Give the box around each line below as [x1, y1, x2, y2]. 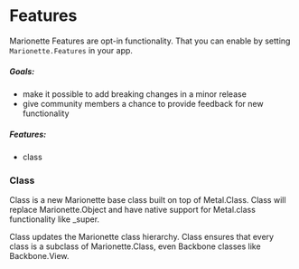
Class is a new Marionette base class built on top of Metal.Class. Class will [9, 195, 286, 206]
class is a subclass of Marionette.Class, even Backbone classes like [9, 241, 261, 252]
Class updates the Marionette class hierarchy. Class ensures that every [9, 232, 274, 243]
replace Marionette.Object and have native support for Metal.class [9, 205, 256, 216]
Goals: [9, 65, 35, 77]
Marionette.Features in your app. [9, 44, 134, 55]
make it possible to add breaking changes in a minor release [22, 88, 247, 100]
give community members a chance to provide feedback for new [22, 98, 264, 109]
